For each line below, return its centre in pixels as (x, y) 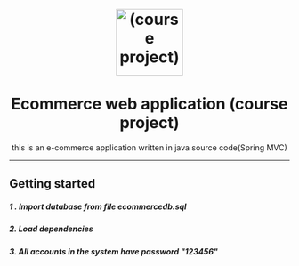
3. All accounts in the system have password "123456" (113, 251)
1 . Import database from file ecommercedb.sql (98, 206)
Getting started (53, 184)
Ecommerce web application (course (149, 104)
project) (149, 123)
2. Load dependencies (51, 229)
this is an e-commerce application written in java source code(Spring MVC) (149, 147)
